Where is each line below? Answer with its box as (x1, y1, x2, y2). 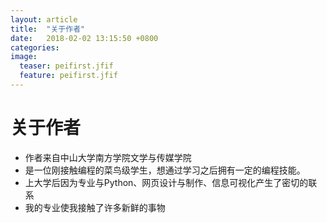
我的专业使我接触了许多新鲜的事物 (24, 201, 166, 213)
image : (10, 52, 38, 62)
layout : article (10, 14, 78, 25)
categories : (10, 42, 60, 53)
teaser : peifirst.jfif (19, 61, 114, 71)
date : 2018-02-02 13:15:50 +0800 (10, 33, 159, 43)
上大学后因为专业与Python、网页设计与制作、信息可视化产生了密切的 (24, 176, 309, 188)
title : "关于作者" (10, 24, 86, 34)
